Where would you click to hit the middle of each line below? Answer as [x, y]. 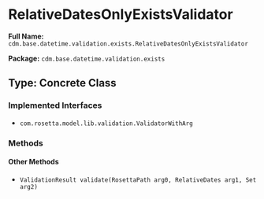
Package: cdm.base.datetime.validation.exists [87, 58]
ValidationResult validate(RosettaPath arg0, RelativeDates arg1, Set [138, 180]
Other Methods [33, 162]
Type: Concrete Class [62, 83]
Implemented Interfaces [55, 105]
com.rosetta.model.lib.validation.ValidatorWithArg [106, 123]
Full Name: [26, 36]
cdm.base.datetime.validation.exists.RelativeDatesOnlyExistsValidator [128, 44]
